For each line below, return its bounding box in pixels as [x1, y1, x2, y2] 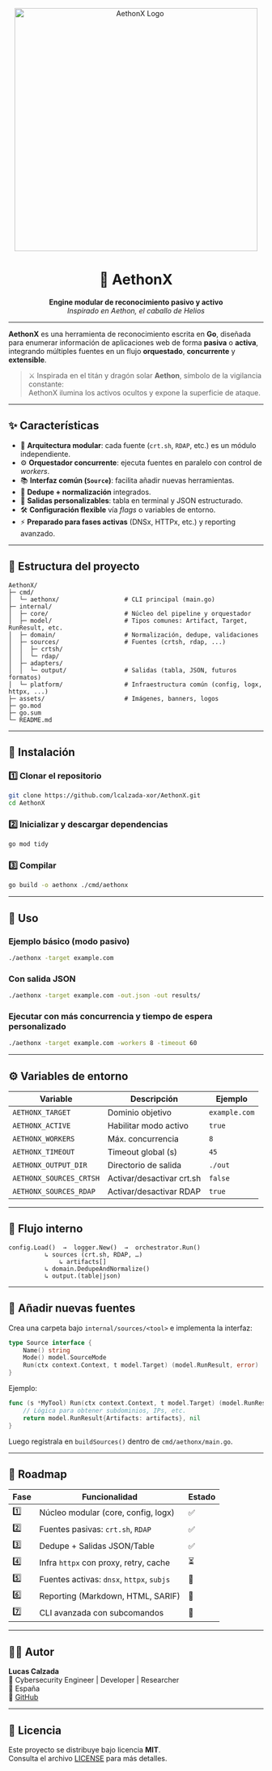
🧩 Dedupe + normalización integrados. [19, 487, 151, 497]
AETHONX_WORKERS [12, 1134, 75, 1144]
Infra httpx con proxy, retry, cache [39, 1556, 171, 1568]
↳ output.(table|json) [44, 1272, 121, 1280]
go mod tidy [8, 840, 49, 848]
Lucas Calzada [8, 1666, 59, 1676]
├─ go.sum [8, 709, 42, 717]
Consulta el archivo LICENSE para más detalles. [8, 1754, 168, 1763]
